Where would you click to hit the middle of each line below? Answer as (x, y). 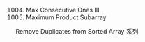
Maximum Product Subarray (66, 17)
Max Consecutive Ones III (63, 10)
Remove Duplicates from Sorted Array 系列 (77, 31)
